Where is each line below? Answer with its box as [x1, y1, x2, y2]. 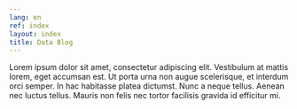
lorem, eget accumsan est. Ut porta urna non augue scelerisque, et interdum [9, 72, 289, 82]
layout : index [9, 29, 62, 38]
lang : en [9, 12, 42, 22]
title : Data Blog [9, 37, 74, 47]
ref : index [9, 21, 50, 30]
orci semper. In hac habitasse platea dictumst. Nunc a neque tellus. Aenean [9, 81, 285, 91]
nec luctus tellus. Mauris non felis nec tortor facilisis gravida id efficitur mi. [9, 90, 281, 101]
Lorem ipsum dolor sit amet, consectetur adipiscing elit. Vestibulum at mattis [9, 62, 289, 73]
